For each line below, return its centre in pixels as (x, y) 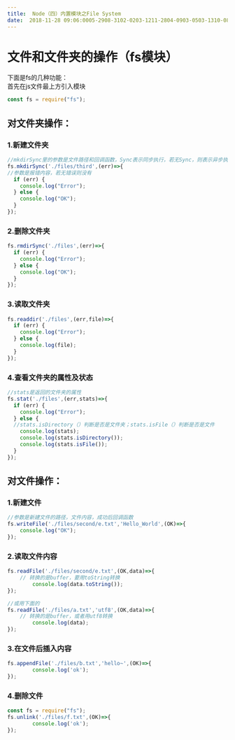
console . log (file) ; (48, 346)
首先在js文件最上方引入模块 (47, 86)
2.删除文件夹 (29, 231)
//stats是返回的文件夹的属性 (44, 392)
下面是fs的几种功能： (38, 78)
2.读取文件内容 (32, 556)
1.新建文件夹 (28, 145)
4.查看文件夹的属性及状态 (50, 377)
